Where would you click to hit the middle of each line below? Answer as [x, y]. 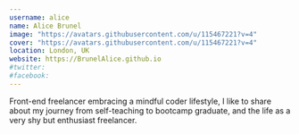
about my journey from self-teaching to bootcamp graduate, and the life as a [150, 110]
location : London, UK [50, 51]
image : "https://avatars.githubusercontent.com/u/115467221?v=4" [133, 34]
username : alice [39, 17]
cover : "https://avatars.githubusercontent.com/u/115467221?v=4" [133, 42]
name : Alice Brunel [46, 26]
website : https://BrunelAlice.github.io [86, 59]
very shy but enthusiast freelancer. [73, 120]
